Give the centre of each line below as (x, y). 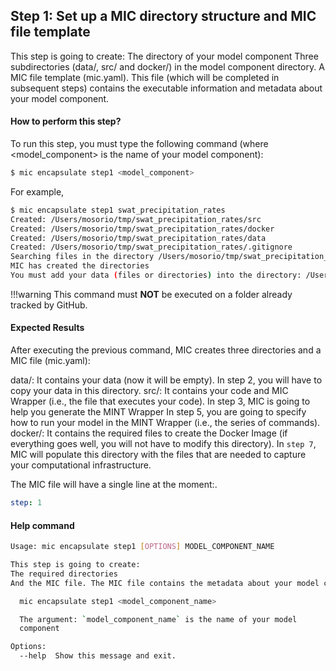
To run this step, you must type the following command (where (139, 144)
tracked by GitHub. (49, 305)
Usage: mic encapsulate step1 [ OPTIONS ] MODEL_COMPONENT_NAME (142, 547)
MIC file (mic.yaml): (50, 361)
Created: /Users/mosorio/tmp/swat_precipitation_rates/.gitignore (151, 247)
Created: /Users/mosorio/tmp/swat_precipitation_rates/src (136, 219)
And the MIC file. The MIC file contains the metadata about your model (165, 583)
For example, (37, 191)
